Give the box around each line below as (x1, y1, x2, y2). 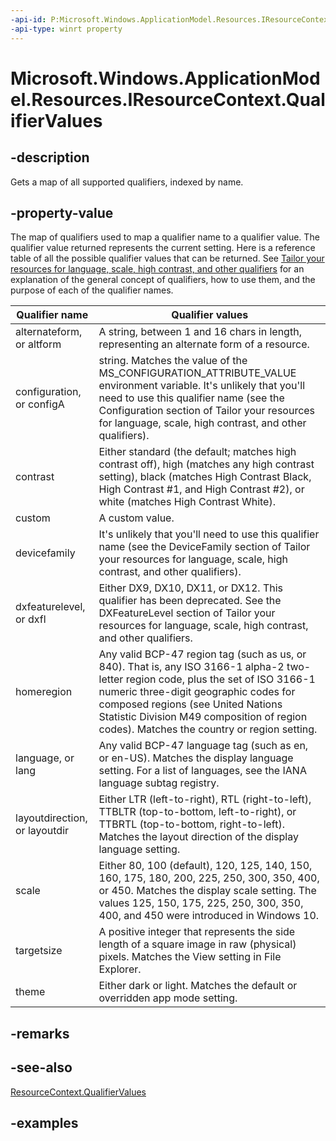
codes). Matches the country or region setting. (98, 722, 318, 736)
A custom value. (98, 511, 175, 525)
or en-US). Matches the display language (98, 751, 294, 765)
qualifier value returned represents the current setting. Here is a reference (10, 242, 316, 254)
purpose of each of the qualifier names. (10, 284, 174, 296)
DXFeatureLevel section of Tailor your (98, 606, 276, 620)
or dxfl (15, 612, 47, 626)
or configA (15, 397, 65, 411)
